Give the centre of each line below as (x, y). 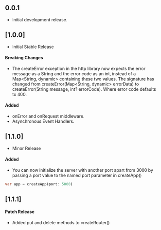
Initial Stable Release (33, 47)
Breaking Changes (24, 58)
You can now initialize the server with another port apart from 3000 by (82, 170)
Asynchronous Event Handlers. (43, 121)
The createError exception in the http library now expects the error (79, 68)
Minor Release (27, 148)
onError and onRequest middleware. (48, 116)
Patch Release (20, 212)
